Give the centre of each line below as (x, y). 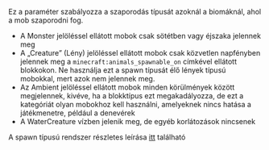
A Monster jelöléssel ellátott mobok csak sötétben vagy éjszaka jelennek (141, 36)
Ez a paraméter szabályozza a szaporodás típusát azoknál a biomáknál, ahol (135, 12)
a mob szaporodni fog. (46, 20)
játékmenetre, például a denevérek (77, 113)
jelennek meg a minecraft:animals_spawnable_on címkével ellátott (128, 61)
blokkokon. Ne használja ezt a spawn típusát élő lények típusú (123, 70)
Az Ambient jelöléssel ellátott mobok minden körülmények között (127, 87)
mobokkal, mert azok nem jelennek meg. (87, 79)
